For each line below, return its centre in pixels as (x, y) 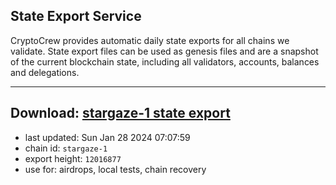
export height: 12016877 (73, 158)
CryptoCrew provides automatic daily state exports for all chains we (150, 40)
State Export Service (76, 16)
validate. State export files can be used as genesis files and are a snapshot (164, 51)
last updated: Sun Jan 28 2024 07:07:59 (107, 137)
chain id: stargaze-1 (66, 148)
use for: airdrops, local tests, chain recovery (115, 169)
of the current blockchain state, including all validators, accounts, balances (165, 61)
